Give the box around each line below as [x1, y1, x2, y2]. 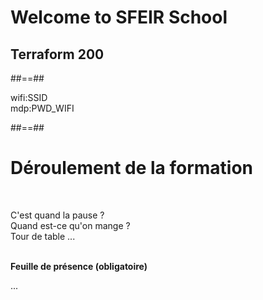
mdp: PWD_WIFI [10, 102, 75, 114]
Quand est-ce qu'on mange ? [10, 219, 131, 231]
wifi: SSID [10, 92, 48, 103]
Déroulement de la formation [10, 157, 254, 180]
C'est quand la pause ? [10, 209, 105, 221]
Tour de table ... [10, 230, 76, 242]
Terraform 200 [10, 46, 105, 63]
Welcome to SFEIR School [10, 6, 228, 29]
